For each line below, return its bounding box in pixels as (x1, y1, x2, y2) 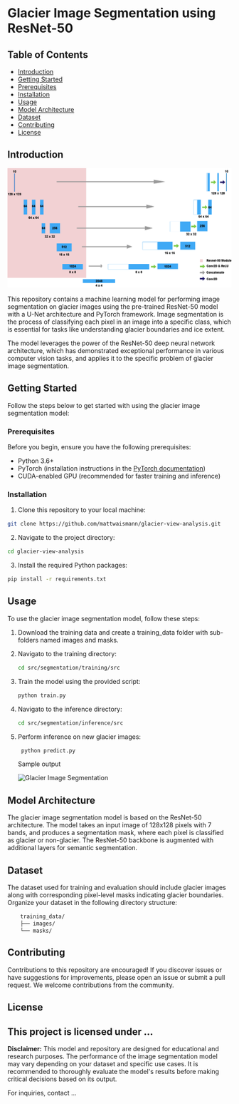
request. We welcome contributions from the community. (7, 981, 174, 989)
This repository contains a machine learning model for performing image (7, 295, 221, 304)
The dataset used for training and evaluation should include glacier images (7, 883, 226, 892)
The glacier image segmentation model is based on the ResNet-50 (7, 813, 202, 822)
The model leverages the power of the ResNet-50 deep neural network (7, 339, 216, 347)
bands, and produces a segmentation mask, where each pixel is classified (7, 829, 224, 837)
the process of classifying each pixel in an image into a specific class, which (7, 317, 231, 326)
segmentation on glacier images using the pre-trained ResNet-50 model (7, 302, 218, 311)
